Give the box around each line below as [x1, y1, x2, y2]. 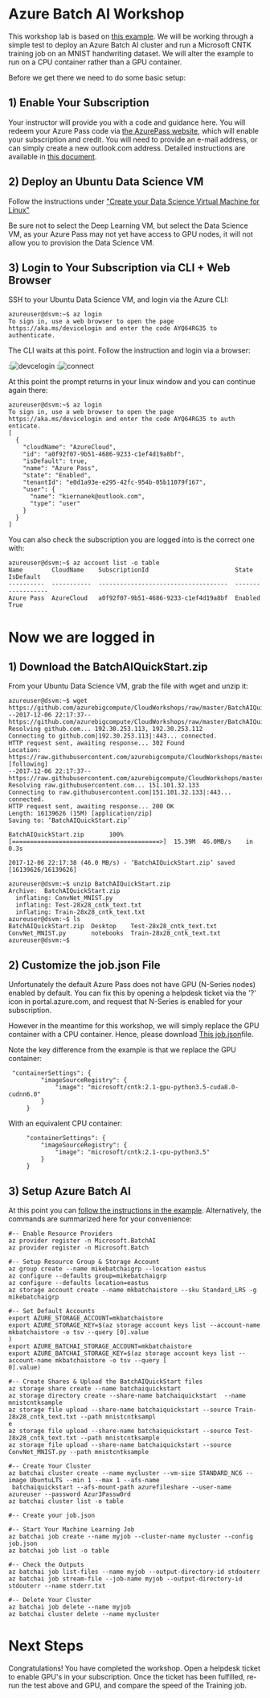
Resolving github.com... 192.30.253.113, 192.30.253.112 [8, 725, 203, 733]
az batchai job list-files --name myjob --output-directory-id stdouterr [8, 1568, 261, 1576]
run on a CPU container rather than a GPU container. [8, 57, 182, 67]
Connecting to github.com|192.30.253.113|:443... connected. [8, 732, 218, 741]
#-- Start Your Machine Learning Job [8, 1526, 135, 1534]
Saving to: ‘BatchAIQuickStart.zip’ [8, 816, 131, 825]
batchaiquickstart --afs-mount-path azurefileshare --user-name [11, 1483, 231, 1491]
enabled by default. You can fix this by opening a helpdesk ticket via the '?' [8, 988, 257, 998]
